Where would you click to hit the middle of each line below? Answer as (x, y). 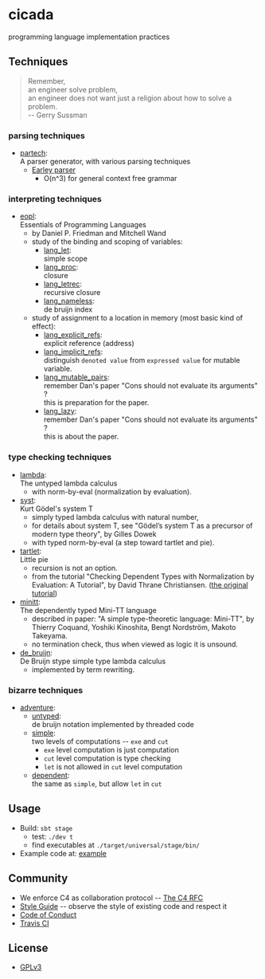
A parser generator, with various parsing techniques (105, 162)
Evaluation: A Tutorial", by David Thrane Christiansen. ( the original (140, 584)
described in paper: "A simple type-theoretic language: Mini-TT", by (143, 619)
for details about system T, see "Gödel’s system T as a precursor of (142, 525)
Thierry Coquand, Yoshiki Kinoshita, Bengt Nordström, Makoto (134, 627)
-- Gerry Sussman (57, 115)
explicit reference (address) (89, 344)
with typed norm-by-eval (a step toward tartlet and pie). (123, 542)
